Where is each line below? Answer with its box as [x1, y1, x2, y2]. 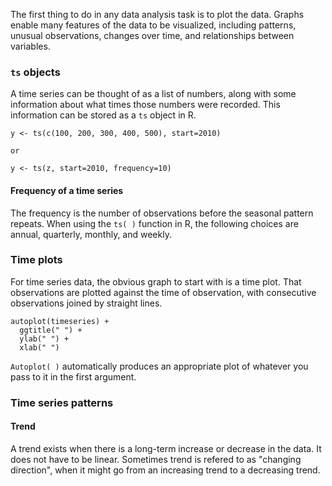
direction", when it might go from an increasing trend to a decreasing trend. [10, 464, 321, 476]
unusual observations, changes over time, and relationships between [10, 30, 295, 41]
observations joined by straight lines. [10, 297, 163, 309]
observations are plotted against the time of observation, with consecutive [10, 286, 317, 298]
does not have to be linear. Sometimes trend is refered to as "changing [10, 453, 302, 465]
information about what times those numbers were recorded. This [10, 99, 281, 111]
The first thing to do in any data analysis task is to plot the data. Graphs [10, 9, 305, 20]
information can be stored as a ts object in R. [10, 109, 197, 121]
